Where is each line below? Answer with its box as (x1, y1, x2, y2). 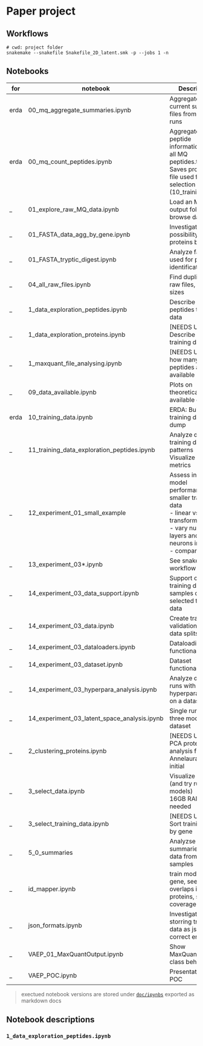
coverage (169, 900, 196, 908)
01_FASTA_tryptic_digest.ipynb (28, 255, 117, 263)
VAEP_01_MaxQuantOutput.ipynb (28, 950, 124, 958)
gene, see (169, 877, 198, 885)
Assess (169, 470, 190, 479)
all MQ (169, 150, 188, 158)
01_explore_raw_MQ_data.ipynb (28, 205, 120, 214)
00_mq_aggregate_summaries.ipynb (28, 106, 132, 114)
